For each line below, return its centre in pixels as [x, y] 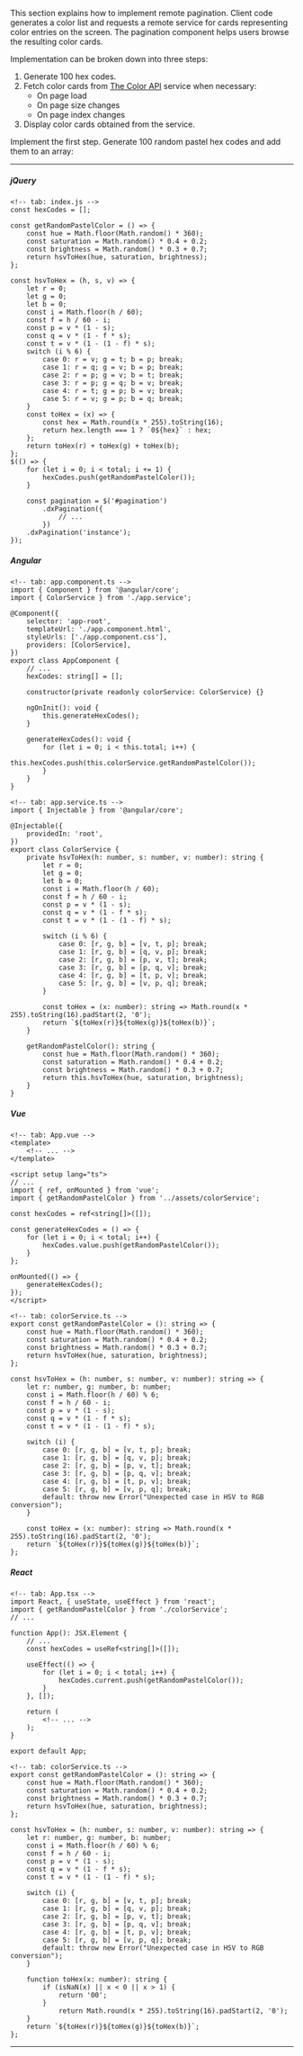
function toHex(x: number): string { [97, 1979]
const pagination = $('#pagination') [97, 501]
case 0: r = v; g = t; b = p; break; [113, 359]
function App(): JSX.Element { [69, 1633]
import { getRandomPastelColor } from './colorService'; [119, 1609]
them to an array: [42, 151]
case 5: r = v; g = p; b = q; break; [113, 398]
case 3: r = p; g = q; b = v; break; [113, 383]
